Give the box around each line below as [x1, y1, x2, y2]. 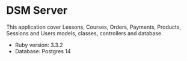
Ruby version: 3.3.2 [14, 41, 63, 48]
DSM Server [6, 4, 68, 17]
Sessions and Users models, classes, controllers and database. [6, 29, 164, 36]
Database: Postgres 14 [14, 47, 71, 54]
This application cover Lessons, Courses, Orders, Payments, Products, [6, 23, 182, 30]
